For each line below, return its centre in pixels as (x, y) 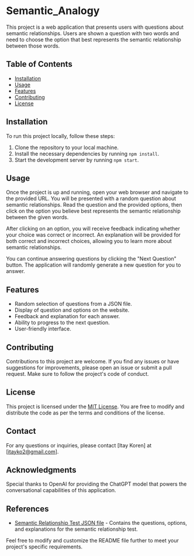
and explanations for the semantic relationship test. (76, 529)
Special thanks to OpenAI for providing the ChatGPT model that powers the (96, 484)
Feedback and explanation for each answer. (67, 316)
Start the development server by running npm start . (77, 160)
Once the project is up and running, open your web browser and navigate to (97, 193)
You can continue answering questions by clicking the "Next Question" (91, 259)
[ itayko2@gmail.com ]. (32, 451)
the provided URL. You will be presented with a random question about (91, 198)
